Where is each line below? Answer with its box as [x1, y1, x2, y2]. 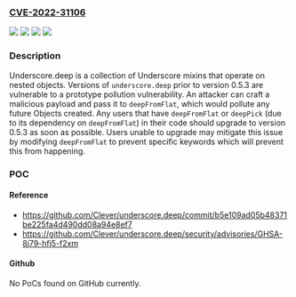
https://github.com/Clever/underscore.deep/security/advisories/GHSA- [21, 229, 283, 239]
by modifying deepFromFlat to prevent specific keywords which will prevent [9, 136, 284, 147]
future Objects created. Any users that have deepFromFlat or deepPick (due [9, 108, 282, 118]
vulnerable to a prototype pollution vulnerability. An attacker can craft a [9, 89, 270, 100]
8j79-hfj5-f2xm [21, 237, 78, 248]
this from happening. [9, 145, 86, 157]
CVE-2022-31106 [9, 6, 86, 19]
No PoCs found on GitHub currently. [9, 277, 141, 288]
